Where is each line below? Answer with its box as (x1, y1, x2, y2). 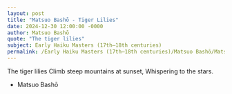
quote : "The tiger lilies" (7, 36, 85, 43)
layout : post (7, 10, 45, 17)
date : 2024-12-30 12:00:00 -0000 (7, 23, 104, 30)
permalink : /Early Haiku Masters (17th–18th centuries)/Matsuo (7, 49, 193, 56)
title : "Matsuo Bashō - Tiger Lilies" (7, 16, 119, 23)
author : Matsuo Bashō (7, 29, 70, 36)
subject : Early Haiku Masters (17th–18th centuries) (7, 42, 162, 49)
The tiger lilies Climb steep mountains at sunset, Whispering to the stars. (7, 67, 214, 75)
